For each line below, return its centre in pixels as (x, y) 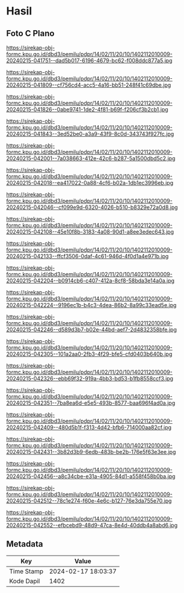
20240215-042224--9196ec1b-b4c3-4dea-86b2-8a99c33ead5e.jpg (91, 305)
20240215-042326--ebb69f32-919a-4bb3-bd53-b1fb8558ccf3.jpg (90, 378)
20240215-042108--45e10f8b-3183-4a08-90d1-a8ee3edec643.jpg (90, 232)
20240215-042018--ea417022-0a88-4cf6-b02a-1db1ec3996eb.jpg (90, 183)
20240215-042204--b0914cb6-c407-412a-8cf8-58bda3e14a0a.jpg (90, 281)
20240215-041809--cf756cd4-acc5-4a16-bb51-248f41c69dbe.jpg (89, 85)
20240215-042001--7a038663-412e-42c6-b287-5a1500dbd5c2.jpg (91, 158)
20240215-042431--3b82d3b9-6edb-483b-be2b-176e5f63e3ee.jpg (91, 452)
